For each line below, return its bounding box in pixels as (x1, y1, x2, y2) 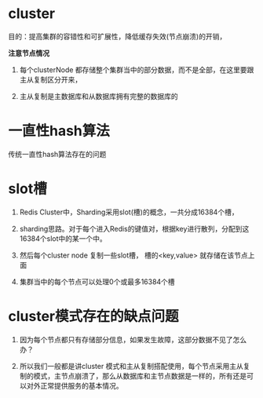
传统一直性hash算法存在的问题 (8, 149, 107, 159)
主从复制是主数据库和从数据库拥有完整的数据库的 (19, 91, 178, 100)
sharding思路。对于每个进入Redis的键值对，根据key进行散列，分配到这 (19, 224, 250, 233)
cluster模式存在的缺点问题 (8, 308, 179, 325)
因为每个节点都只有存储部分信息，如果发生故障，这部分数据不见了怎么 (19, 334, 247, 344)
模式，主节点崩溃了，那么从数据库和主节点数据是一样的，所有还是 (33, 371, 247, 381)
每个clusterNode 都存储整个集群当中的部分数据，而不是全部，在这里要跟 (19, 64, 254, 75)
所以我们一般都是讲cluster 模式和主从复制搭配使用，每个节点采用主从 (19, 361, 243, 371)
